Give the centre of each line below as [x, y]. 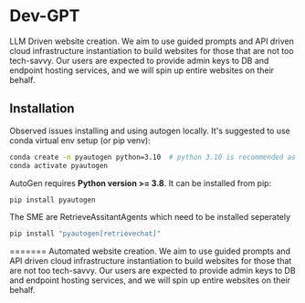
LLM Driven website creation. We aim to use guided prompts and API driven [152, 41]
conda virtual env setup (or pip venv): [80, 140]
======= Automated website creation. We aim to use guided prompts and [150, 251]
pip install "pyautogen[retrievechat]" [85, 234]
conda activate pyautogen [58, 165]
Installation [42, 109]
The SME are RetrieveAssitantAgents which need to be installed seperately [150, 217]
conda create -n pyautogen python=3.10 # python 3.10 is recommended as [153, 157]
